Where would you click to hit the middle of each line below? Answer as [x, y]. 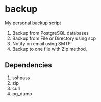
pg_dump [22, 94]
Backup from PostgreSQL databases [50, 33]
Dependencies [28, 65]
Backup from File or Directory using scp [54, 38]
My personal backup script [33, 23]
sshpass [21, 78]
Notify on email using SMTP [41, 43]
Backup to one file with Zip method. [49, 49]
